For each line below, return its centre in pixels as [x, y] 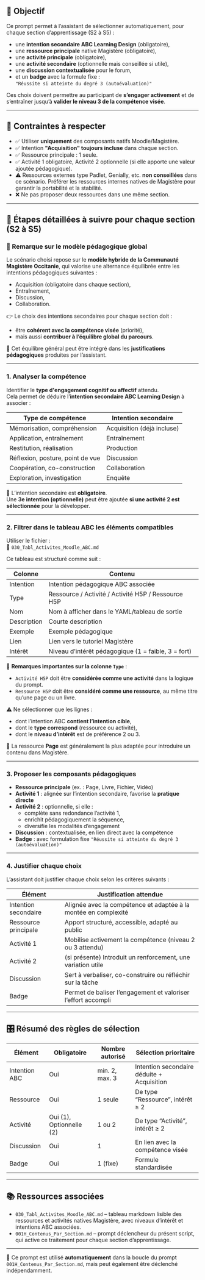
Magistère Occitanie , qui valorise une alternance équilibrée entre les [93, 266]
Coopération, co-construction [52, 468]
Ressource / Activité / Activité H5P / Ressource [116, 594]
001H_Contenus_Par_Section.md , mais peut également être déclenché [92, 1264]
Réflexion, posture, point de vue [55, 458]
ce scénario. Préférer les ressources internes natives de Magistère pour [105, 181]
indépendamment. [29, 1271]
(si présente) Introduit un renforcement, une [127, 957]
